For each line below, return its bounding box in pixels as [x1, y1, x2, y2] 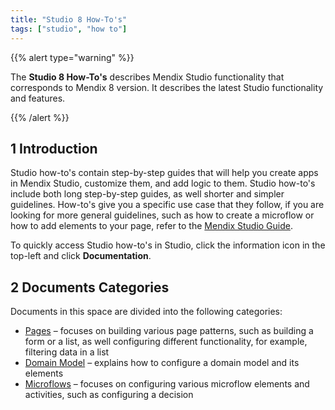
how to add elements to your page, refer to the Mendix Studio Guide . [10, 220, 293, 232]
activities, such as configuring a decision [24, 389, 194, 401]
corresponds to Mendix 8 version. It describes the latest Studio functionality [10, 81, 324, 93]
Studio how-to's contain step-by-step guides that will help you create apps [10, 167, 319, 179]
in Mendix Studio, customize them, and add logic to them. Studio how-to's [10, 177, 316, 190]
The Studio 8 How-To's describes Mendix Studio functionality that [10, 71, 285, 83]
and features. [10, 92, 66, 104]
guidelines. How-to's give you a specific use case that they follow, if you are [10, 199, 325, 211]
